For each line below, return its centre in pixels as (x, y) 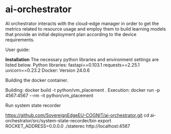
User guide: (18, 49)
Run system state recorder (33, 105)
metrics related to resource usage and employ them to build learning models (86, 29)
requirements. (20, 40)
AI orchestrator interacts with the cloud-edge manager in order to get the (82, 23)
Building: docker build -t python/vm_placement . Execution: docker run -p (83, 90)
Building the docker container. (37, 80)
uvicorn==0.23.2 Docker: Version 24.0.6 (48, 70)
